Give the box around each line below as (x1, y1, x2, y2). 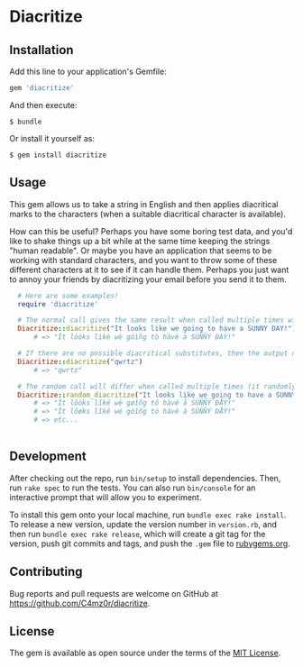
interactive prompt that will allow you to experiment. (9, 491, 202, 502)
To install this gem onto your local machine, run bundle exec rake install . (9, 509, 287, 520)
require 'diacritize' (17, 299, 99, 308)
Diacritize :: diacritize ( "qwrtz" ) (17, 357, 143, 366)
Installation (9, 42, 74, 58)
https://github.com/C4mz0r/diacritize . (9, 598, 151, 608)
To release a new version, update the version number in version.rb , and (9, 518, 278, 529)
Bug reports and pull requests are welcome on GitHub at (9, 588, 219, 598)
